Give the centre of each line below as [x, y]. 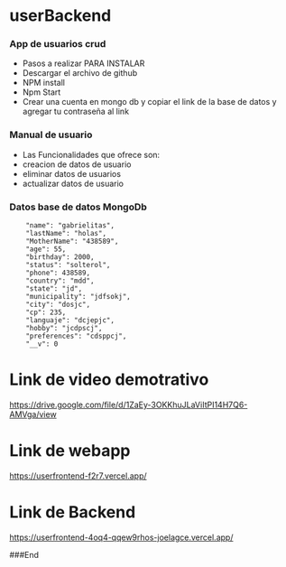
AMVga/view [33, 414]
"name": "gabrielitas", [70, 226]
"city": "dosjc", [58, 305]
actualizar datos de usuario [73, 183]
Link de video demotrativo [109, 380]
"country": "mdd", [60, 281]
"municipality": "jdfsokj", [78, 297]
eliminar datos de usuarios [72, 173]
